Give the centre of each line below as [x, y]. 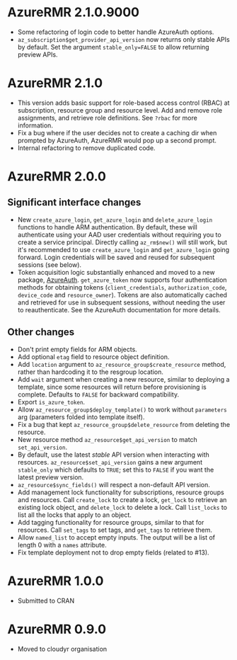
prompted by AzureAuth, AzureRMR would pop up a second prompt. [117, 140]
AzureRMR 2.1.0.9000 [74, 12]
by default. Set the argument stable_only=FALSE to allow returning [114, 47]
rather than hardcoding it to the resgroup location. [91, 372]
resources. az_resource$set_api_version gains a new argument [110, 462]
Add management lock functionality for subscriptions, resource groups [121, 492]
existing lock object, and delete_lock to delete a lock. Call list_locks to [122, 507]
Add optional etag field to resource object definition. [93, 357]
